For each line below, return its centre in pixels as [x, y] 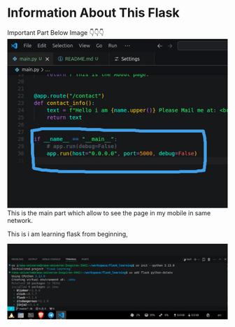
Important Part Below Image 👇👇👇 [56, 32]
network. [20, 221]
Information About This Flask [93, 13]
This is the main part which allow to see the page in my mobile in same [109, 213]
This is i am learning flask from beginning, [67, 234]
